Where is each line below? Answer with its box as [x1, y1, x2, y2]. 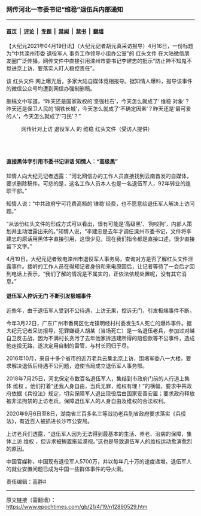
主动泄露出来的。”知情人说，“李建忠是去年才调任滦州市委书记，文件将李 [16, 227, 192, 234]
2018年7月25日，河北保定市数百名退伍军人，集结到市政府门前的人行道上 [6, 375, 185, 382]
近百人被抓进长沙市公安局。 [24, 417, 93, 425]
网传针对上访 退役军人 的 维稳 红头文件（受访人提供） [21, 125, 153, 132]
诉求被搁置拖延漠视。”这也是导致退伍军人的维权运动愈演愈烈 [45, 438, 193, 445]
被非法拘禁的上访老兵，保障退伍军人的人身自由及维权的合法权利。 [6, 397, 169, 404]
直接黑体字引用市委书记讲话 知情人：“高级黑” [6, 158, 118, 165]
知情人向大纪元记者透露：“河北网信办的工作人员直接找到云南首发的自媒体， [6, 172, 193, 179]
